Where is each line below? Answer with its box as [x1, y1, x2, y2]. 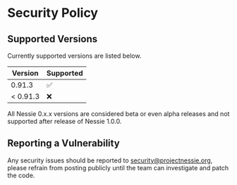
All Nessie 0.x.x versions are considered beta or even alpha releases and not [7, 110, 230, 117]
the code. [7, 171, 35, 179]
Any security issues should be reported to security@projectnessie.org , [7, 156, 213, 165]
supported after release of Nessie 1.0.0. [7, 117, 122, 125]
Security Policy [7, 5, 99, 21]
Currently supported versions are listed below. [7, 51, 142, 60]
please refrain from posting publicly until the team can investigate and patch [7, 163, 229, 172]
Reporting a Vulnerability [7, 137, 120, 149]
